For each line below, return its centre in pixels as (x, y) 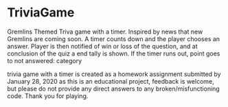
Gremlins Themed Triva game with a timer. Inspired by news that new (105, 32)
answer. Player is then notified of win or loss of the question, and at (102, 46)
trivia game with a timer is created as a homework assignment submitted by (114, 74)
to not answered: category (45, 60)
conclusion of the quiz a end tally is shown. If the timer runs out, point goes (114, 53)
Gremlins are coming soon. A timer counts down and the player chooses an (114, 38)
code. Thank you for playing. (48, 96)
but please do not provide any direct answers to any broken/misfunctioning (113, 88)
